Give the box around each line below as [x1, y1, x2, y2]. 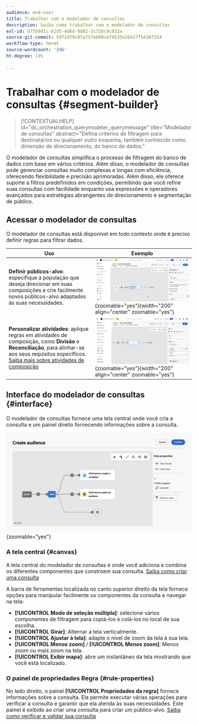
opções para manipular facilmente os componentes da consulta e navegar [6, 591, 187, 598]
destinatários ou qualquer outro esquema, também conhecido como [20, 136, 186, 143]
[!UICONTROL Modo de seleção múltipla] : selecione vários [14, 609, 160, 616]
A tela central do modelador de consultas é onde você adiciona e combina [6, 561, 187, 568]
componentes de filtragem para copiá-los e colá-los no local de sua [14, 615, 180, 622]
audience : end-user [6, 9, 54, 15]
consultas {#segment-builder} [6, 98, 159, 111]
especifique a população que [8, 274, 80, 281]
